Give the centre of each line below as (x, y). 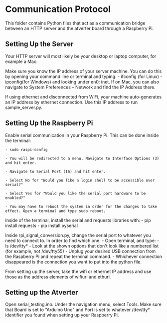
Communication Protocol (58, 9)
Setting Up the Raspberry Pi (49, 123)
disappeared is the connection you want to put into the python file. (74, 261)
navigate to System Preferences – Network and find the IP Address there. (80, 87)
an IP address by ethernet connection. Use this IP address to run (72, 102)
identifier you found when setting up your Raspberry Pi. (62, 315)
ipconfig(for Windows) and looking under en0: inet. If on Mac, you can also (82, 81)
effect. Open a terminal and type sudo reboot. (56, 211)
